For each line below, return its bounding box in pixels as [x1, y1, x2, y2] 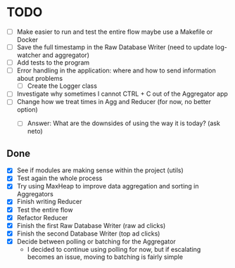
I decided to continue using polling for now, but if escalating [27, 245, 201, 253]
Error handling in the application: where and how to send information [16, 66, 216, 75]
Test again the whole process [16, 174, 103, 183]
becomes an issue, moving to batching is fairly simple [27, 253, 184, 261]
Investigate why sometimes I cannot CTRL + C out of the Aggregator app [16, 89, 228, 98]
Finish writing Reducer [16, 198, 82, 206]
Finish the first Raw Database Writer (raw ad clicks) [16, 221, 166, 229]
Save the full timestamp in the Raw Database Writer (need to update [16, 43, 214, 51]
